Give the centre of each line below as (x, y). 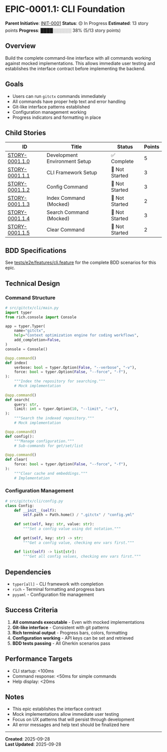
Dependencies (28, 572)
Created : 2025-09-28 (28, 739)
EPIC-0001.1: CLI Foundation (65, 9)
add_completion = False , (38, 340)
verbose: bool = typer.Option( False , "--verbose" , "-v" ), (75, 367)
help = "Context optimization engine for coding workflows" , (77, 335)
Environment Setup (69, 162)
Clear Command (66, 230)
